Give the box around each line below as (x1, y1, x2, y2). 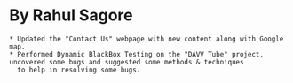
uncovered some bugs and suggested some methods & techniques (9, 57, 244, 66)
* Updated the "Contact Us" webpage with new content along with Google (9, 34, 284, 43)
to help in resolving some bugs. (17, 65, 141, 74)
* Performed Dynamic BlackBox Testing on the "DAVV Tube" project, (9, 49, 265, 58)
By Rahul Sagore (9, 5, 133, 26)
